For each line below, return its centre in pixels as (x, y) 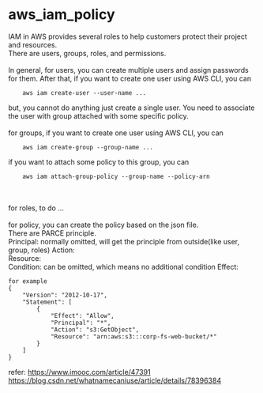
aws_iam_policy (62, 15)
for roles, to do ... (36, 208)
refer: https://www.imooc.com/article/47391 (80, 372)
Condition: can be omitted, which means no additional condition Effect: (124, 266)
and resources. (33, 44)
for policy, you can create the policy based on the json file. (103, 225)
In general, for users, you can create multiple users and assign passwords (128, 70)
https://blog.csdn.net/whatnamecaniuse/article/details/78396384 (115, 380)
